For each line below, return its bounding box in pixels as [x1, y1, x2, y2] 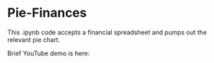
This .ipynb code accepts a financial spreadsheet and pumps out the [7, 28, 207, 36]
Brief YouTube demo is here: [7, 49, 90, 57]
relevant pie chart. [7, 35, 61, 43]
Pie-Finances [7, 5, 87, 21]
